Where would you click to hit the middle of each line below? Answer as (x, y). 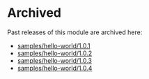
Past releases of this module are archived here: (75, 32)
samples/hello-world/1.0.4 (55, 68)
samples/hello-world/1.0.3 (55, 60)
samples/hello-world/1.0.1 (54, 45)
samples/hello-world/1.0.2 (55, 53)
